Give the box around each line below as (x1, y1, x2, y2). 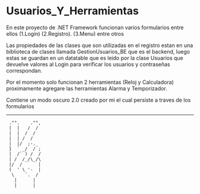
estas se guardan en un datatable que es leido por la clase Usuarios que (6, 54, 183, 61)
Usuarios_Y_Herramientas (6, 4, 139, 18)
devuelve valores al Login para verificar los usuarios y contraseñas (6, 61, 171, 68)
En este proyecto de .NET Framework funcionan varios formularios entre (6, 24, 184, 31)
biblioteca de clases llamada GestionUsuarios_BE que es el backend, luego (6, 48, 190, 55)
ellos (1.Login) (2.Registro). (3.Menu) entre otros (6, 30, 124, 37)
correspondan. (6, 67, 43, 74)
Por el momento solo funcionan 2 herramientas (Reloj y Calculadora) (6, 79, 174, 86)
